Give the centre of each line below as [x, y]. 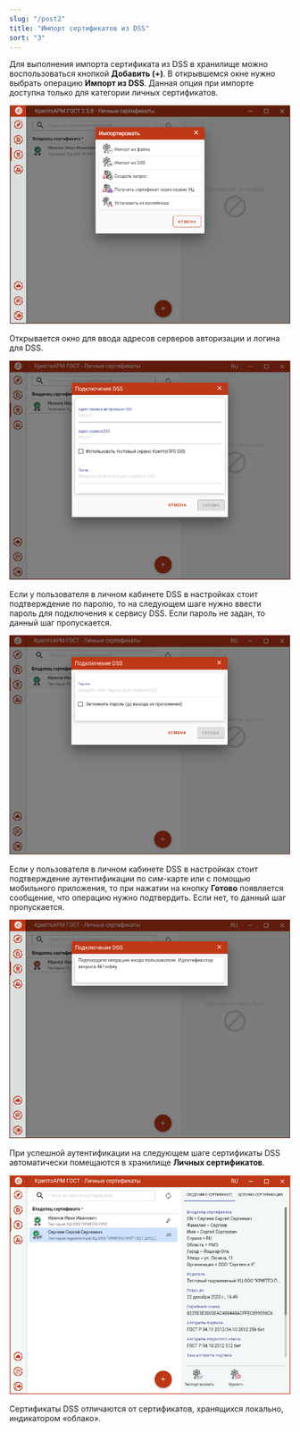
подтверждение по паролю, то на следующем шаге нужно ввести [135, 603]
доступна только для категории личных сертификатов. [114, 93]
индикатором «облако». [55, 1418]
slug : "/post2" [37, 19]
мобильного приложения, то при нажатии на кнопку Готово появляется [146, 888]
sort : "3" [28, 38]
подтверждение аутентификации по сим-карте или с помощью [130, 878]
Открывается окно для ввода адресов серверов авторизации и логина [145, 339]
